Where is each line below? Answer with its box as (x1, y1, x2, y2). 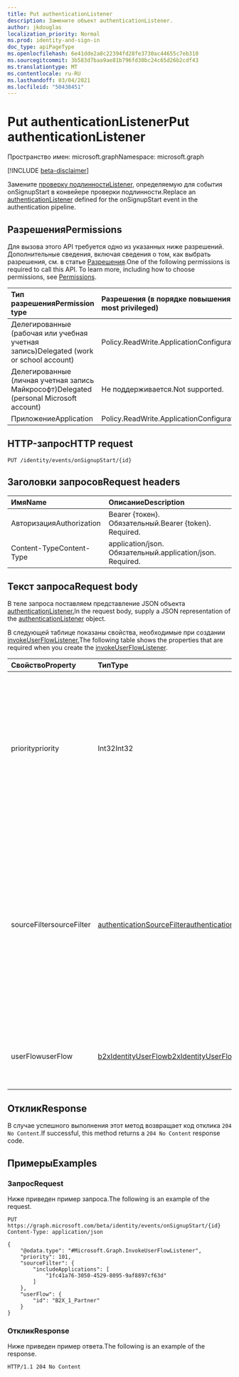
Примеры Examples (7, 1157, 97, 1169)
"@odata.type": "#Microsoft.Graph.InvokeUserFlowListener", (20, 1247, 202, 1254)
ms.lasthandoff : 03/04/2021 (7, 76, 91, 84)
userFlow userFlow (11, 1052, 73, 1062)
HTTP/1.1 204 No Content (7, 1363, 81, 1371)
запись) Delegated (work (11, 346, 94, 356)
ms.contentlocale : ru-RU (7, 70, 81, 77)
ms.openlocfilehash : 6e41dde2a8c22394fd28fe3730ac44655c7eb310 (7, 51, 199, 58)
